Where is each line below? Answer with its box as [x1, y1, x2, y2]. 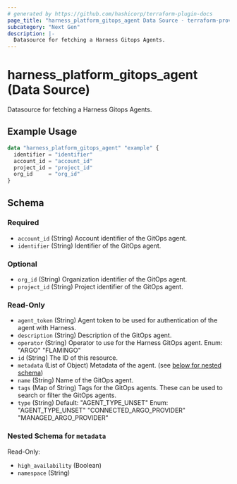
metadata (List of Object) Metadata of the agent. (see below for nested [17, 361, 222, 370]
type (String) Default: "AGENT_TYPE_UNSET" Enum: [17, 399, 169, 407]
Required [7, 218, 39, 228]
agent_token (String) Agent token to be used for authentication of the [17, 316, 218, 325]
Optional [7, 259, 37, 269]
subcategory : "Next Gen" [7, 23, 80, 30]
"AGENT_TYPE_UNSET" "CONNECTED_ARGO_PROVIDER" [17, 406, 186, 415]
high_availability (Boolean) [17, 461, 102, 469]
